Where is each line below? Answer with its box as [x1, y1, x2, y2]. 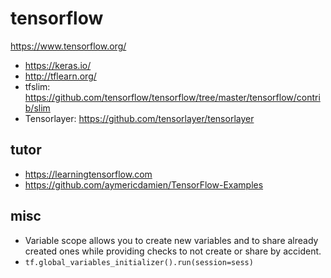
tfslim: [24, 80, 51, 92]
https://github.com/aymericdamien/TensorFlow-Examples [24, 178, 264, 191]
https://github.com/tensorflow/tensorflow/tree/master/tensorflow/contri [24, 91, 321, 103]
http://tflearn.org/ [24, 70, 97, 82]
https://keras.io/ [24, 59, 92, 71]
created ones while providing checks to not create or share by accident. [24, 245, 322, 257]
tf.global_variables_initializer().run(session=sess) [24, 257, 254, 267]
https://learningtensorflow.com [24, 168, 153, 180]
